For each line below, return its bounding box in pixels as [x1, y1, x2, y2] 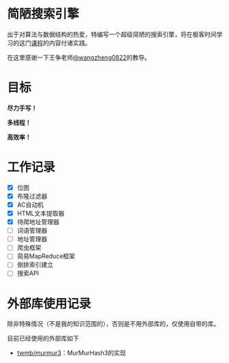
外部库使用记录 [7, 296, 92, 312]
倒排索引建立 [16, 261, 53, 269]
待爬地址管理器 [16, 218, 59, 226]
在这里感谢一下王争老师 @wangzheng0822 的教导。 [7, 53, 151, 62]
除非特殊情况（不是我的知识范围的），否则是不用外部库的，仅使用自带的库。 [7, 320, 220, 328]
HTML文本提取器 [16, 210, 65, 217]
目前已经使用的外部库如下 [7, 334, 79, 342]
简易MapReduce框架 [16, 252, 75, 260]
